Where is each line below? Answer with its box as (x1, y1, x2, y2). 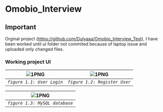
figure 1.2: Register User (68, 79, 131, 85)
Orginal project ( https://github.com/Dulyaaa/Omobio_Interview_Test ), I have (5, 36, 158, 42)
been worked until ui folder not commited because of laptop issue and (5, 41, 147, 47)
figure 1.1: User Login (7, 79, 63, 85)
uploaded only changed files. (5, 46, 64, 52)
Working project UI (5, 58, 51, 65)
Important (5, 23, 36, 31)
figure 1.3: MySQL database (7, 100, 73, 106)
